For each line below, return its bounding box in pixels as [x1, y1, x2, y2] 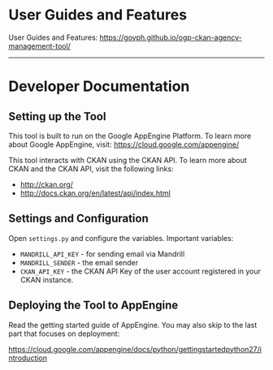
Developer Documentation [8, 77, 190, 96]
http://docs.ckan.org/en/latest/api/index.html [19, 188, 171, 198]
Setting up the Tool [8, 110, 106, 123]
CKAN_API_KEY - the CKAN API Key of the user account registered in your [19, 266, 262, 276]
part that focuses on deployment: [8, 329, 120, 338]
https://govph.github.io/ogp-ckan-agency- [99, 32, 242, 42]
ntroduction [8, 353, 47, 363]
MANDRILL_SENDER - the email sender [19, 257, 139, 267]
